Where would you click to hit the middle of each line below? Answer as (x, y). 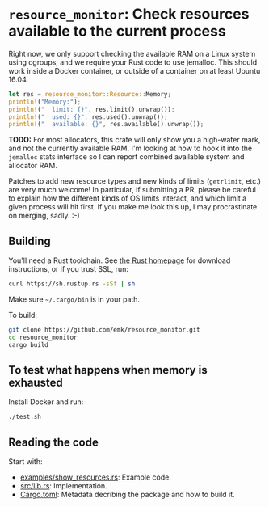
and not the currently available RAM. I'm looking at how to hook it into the (130, 148)
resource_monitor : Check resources (129, 14)
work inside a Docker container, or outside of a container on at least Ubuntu (134, 70)
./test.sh (25, 417)
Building (29, 241)
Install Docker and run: (46, 402)
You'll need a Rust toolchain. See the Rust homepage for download (120, 260)
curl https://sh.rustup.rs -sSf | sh (72, 284)
